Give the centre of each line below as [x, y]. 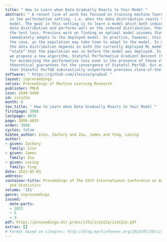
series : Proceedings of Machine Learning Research [59, 83]
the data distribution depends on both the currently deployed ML [80, 47]
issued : [13, 199]
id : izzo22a [17, 97]
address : [14, 176]
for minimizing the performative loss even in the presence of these [83, 61]
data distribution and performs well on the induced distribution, [81, 28]
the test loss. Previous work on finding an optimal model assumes [81, 33]
